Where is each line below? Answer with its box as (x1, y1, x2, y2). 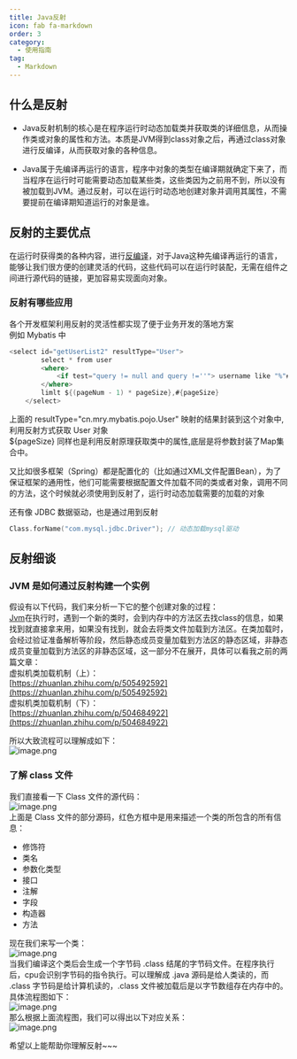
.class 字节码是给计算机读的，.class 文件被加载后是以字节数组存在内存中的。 (9, 980, 288, 991)
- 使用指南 (17, 46, 52, 55)
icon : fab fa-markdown (9, 21, 93, 30)
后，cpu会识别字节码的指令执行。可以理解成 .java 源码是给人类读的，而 (9, 969, 270, 979)
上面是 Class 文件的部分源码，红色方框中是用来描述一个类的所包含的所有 (9, 811, 274, 822)
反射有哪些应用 (9, 297, 73, 309)
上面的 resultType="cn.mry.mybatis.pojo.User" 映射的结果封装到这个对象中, (9, 414, 285, 424)
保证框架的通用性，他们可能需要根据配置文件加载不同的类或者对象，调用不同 (9, 476, 288, 487)
